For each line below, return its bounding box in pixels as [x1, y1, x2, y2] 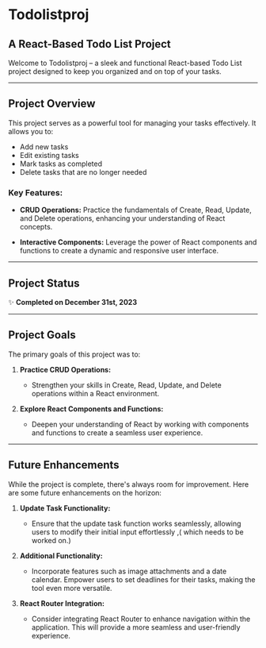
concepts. [19, 222, 53, 232]
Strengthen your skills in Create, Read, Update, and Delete [31, 380, 222, 390]
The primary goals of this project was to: [8, 349, 141, 359]
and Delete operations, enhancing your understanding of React [19, 214, 226, 223]
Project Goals [8, 328, 77, 342]
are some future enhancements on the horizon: [8, 488, 162, 497]
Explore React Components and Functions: [19, 403, 164, 414]
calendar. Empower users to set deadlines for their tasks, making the [31, 574, 256, 584]
